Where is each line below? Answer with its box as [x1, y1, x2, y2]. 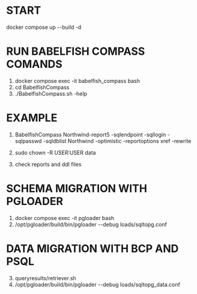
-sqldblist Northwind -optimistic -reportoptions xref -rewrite [43, 137, 192, 144]
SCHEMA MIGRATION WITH [6, 182, 147, 195]
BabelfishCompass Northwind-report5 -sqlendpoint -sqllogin [14, 130, 166, 138]
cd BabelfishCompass [14, 84, 70, 91]
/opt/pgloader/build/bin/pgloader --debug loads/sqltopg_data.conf [14, 281, 180, 288]
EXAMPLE [6, 111, 58, 125]
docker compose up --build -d [6, 23, 82, 31]
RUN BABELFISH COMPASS [6, 44, 145, 58]
